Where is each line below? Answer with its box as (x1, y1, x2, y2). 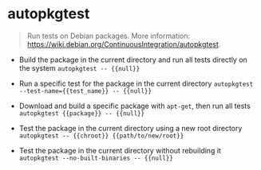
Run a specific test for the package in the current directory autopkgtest (18, 79, 254, 88)
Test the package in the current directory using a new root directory (18, 123, 243, 133)
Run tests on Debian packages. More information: (26, 31, 191, 41)
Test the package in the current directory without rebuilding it (18, 145, 221, 155)
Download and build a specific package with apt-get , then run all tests (18, 101, 251, 110)
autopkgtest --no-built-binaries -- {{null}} (18, 154, 173, 162)
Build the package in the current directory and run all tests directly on (18, 55, 248, 64)
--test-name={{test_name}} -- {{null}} (18, 87, 152, 95)
